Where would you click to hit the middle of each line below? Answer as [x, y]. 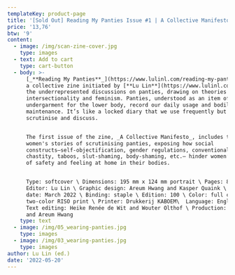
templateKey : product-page [47, 14]
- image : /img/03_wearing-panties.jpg [70, 241]
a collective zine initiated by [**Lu [82, 86]
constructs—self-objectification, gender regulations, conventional [128, 150]
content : [20, 40]
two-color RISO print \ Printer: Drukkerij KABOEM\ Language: [120, 201]
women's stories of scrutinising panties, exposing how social [120, 143]
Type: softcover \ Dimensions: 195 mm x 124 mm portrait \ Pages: [124, 182]
